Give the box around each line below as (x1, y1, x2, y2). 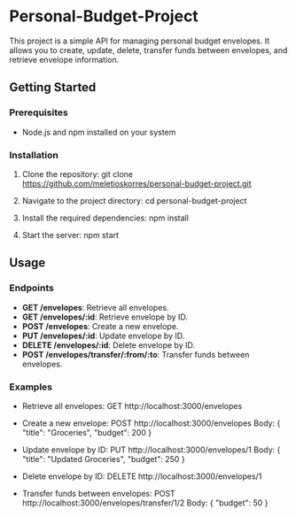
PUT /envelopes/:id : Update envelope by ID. (21, 330, 185, 341)
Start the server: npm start (21, 229, 120, 240)
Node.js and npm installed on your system (21, 127, 176, 137)
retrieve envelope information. (9, 54, 120, 65)
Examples (9, 381, 53, 393)
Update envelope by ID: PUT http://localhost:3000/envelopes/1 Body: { (21, 444, 281, 455)
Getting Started (9, 80, 97, 95)
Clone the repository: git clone (21, 168, 133, 179)
